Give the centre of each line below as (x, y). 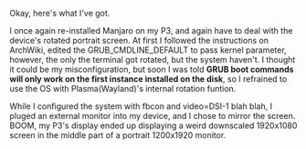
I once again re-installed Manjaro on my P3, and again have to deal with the (151, 30)
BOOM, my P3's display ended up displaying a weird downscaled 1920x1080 (153, 125)
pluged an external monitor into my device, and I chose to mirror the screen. (153, 116)
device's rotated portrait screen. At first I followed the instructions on (139, 40)
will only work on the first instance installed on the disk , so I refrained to (148, 79)
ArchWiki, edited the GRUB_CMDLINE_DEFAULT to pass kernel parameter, (148, 50)
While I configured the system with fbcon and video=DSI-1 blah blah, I (141, 106)
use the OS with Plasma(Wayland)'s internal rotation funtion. (123, 89)
